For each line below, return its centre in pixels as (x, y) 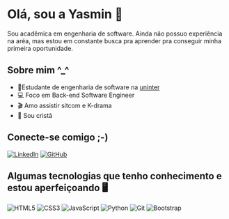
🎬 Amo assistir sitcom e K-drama (65, 105)
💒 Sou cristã (35, 115)
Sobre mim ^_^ (38, 70)
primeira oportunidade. (40, 48)
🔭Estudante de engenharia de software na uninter (88, 87)
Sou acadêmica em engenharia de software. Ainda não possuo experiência (115, 33)
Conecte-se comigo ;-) (58, 138)
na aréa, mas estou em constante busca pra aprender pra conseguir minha (114, 40)
